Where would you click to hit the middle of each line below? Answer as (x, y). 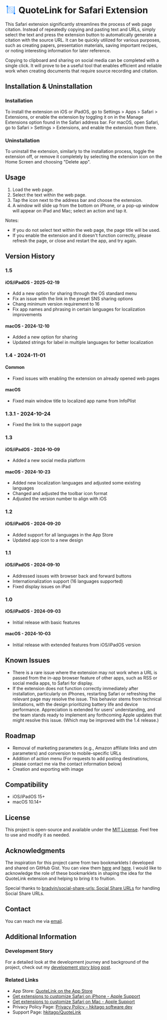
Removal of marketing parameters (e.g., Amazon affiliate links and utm (84, 748)
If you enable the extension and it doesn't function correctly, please (82, 235)
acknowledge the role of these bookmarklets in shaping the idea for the (79, 873)
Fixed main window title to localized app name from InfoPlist (74, 401)
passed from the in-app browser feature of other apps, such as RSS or (85, 678)
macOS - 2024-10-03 (28, 634)
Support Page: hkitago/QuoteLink (47, 1012)
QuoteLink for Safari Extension (83, 10)
